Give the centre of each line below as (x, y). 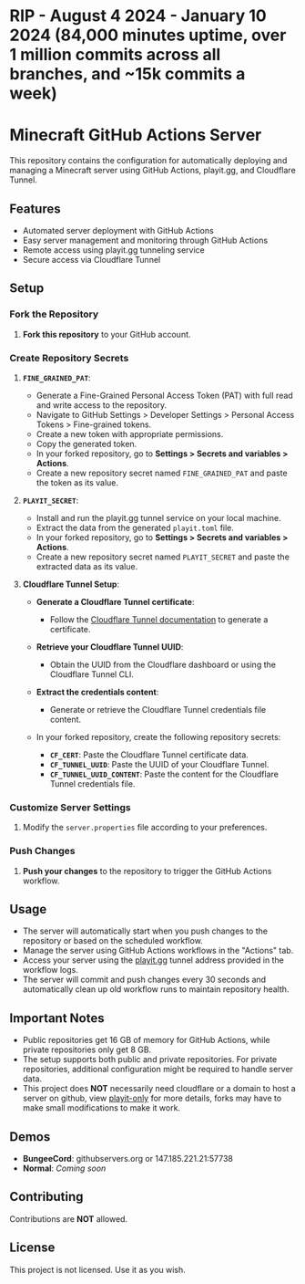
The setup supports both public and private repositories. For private (150, 1060)
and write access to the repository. (102, 405)
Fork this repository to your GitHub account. (107, 334)
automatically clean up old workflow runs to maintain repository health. (156, 989)
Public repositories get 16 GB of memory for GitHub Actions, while (146, 1040)
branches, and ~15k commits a (127, 74)
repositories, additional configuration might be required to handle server (158, 1070)
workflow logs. (51, 970)
